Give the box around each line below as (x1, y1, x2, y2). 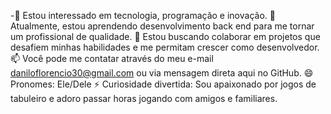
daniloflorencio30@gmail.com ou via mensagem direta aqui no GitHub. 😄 (10, 67, 314, 79)
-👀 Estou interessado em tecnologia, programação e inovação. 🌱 (10, 10, 276, 21)
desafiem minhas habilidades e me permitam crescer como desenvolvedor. (10, 41, 320, 53)
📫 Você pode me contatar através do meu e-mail (10, 53, 214, 64)
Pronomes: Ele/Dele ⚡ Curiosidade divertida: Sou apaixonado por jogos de (10, 78, 317, 90)
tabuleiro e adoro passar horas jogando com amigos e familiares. (10, 93, 278, 104)
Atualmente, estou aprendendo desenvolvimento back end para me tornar (10, 20, 315, 32)
